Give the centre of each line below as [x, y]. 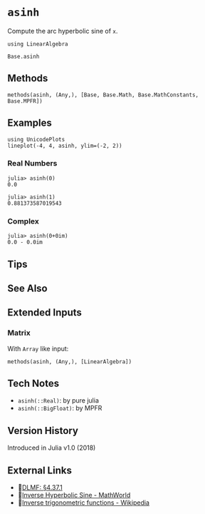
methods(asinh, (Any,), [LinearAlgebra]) [70, 362]
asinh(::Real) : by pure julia [58, 400]
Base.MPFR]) [25, 101]
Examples [30, 123]
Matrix [19, 333]
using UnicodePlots [36, 139]
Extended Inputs [44, 313]
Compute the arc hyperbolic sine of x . [63, 31]
